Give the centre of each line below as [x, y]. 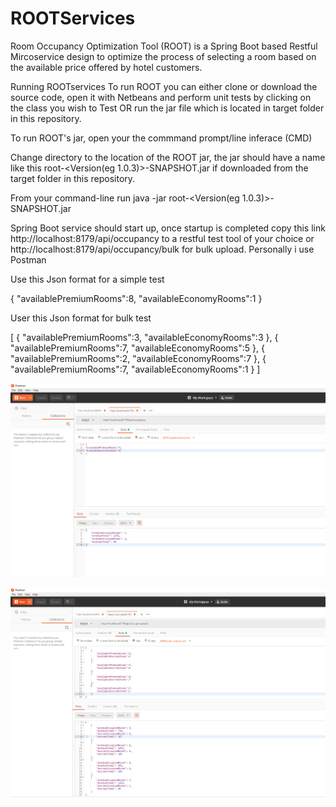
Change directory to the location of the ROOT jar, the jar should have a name [168, 157]
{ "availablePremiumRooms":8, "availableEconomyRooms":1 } [136, 298]
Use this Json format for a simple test [87, 279]
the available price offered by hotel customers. [106, 67]
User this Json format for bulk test [81, 318]
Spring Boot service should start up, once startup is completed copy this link [168, 228]
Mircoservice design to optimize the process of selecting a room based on [163, 56]
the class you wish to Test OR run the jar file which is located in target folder [167, 108]
